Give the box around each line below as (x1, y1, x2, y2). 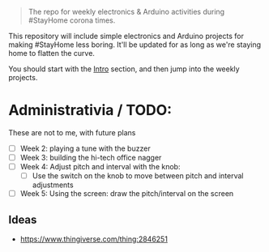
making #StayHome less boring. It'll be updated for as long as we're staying (8, 40, 262, 49)
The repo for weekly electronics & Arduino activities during (28, 7, 225, 16)
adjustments (32, 180, 75, 190)
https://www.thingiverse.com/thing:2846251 (19, 234, 169, 244)
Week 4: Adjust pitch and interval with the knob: (19, 162, 181, 172)
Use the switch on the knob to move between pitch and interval (32, 171, 244, 181)
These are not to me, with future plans (8, 127, 136, 137)
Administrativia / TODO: (8, 101, 173, 120)
